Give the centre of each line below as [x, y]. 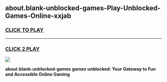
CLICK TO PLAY [24, 30]
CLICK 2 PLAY [22, 49]
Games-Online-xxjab [38, 16]
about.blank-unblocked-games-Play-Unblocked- [83, 8]
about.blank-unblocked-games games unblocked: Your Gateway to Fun [81, 69]
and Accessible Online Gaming [38, 74]
